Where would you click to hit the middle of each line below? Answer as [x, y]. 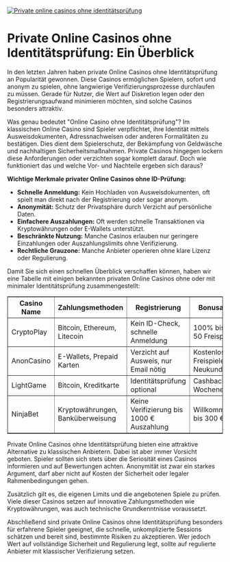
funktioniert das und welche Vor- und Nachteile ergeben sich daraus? [105, 166]
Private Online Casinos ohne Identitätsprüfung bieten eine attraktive [103, 444]
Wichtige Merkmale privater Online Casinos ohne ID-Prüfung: [97, 179]
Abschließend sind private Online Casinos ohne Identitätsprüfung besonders [115, 521]
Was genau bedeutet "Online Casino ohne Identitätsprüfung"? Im [99, 122]
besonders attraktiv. [35, 108]
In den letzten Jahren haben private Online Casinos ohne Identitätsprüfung [112, 71]
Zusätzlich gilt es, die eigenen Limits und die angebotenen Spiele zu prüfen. [114, 494]
